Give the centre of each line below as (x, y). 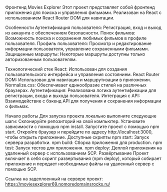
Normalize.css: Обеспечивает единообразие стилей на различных (76, 85)
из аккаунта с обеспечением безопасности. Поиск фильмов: (70, 33)
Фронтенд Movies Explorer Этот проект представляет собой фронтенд (80, 7)
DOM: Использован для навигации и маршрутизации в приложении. (78, 80)
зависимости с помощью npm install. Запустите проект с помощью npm (82, 126)
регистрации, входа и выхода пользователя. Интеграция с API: (72, 95)
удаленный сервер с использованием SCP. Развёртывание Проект (77, 153)
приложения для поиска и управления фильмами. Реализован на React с (83, 12)
